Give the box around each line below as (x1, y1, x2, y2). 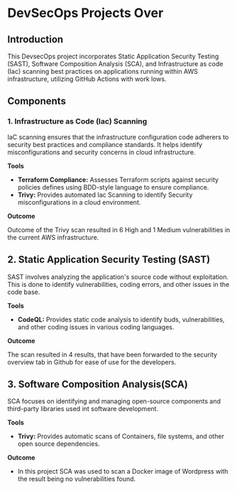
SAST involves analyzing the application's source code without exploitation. (7, 272, 229, 281)
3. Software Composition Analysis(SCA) (7, 378, 188, 390)
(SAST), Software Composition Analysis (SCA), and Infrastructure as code (7, 60, 224, 68)
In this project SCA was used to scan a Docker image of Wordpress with (17, 467, 228, 476)
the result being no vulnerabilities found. (17, 474, 136, 484)
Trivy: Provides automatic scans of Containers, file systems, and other (17, 432, 225, 441)
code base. (7, 288, 40, 296)
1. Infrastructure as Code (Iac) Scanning (7, 116, 148, 126)
